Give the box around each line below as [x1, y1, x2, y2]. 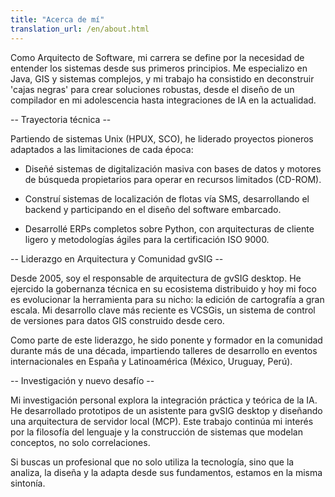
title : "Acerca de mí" [10, 14, 105, 25]
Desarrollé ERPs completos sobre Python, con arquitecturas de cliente [24, 222, 315, 235]
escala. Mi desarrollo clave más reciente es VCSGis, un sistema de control [10, 304, 316, 316]
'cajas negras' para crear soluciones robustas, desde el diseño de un [10, 83, 295, 95]
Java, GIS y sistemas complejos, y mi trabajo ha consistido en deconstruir [10, 72, 315, 85]
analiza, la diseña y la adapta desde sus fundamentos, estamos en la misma [10, 466, 323, 478]
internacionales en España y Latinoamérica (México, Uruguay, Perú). [10, 355, 293, 367]
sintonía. [10, 477, 46, 489]
